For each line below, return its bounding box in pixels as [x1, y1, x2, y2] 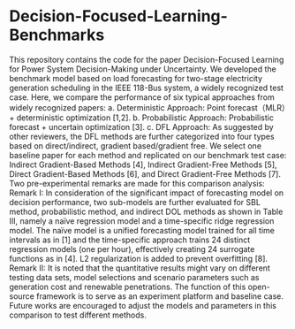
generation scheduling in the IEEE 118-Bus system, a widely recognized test [9, 82, 284, 93]
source [9, 290, 35, 302]
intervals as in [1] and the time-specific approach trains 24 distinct [9, 234, 251, 245]
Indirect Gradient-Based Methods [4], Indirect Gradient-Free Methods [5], [9, 159, 277, 170]
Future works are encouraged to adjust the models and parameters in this [9, 300, 276, 310]
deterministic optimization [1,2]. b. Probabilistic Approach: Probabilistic [16, 112, 274, 123]
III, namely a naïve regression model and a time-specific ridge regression [9, 215, 275, 226]
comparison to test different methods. [9, 310, 147, 320]
